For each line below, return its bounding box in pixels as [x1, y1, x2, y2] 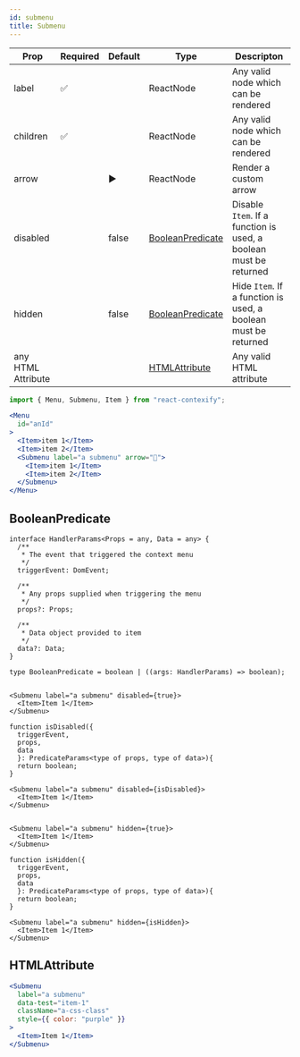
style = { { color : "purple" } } [17, 1015, 126, 1024]
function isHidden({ [9, 855, 87, 864]
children [13, 130, 48, 142]
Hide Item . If [231, 279, 283, 292]
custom [231, 172, 263, 184]
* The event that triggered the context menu [21, 550, 194, 559]
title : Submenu [9, 21, 66, 30]
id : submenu [9, 13, 54, 22]
